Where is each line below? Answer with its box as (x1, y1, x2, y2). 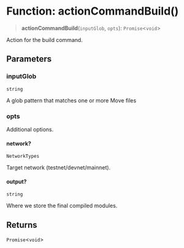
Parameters (6, 54, 52, 65)
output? (6, 178, 27, 185)
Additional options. (6, 126, 54, 133)
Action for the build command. (6, 36, 83, 43)
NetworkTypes (6, 154, 40, 160)
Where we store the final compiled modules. (6, 202, 118, 210)
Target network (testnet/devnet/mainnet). (6, 164, 111, 171)
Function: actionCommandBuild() (6, 4, 179, 18)
